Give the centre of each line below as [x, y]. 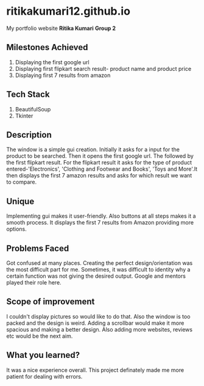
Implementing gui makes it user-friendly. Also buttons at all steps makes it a [101, 216]
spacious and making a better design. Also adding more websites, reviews [100, 329]
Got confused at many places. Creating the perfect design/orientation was [100, 263]
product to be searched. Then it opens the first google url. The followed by [100, 156]
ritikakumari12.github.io [69, 11]
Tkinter [24, 116]
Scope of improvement [51, 302]
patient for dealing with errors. [44, 376]
